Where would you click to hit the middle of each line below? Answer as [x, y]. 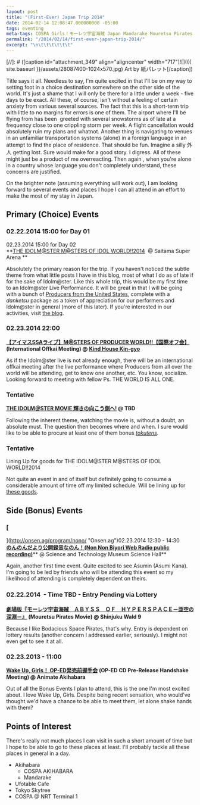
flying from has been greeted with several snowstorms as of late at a [91, 118]
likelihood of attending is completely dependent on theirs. [77, 579]
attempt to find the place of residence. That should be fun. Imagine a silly [96, 145]
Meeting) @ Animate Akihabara [46, 677]
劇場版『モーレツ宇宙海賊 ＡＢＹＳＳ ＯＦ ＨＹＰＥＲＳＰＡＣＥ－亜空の [100, 609]
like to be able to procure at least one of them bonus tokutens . [82, 433]
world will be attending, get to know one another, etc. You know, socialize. [97, 373]
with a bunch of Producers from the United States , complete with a [88, 294]
